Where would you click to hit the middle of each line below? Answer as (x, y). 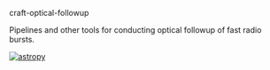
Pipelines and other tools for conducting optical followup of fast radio (135, 30)
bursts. (22, 39)
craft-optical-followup (49, 13)
